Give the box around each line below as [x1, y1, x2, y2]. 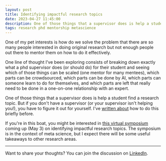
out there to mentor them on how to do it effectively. [5, 50, 111, 56]
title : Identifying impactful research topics [5, 12, 103, 17]
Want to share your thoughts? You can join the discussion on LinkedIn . [5, 150, 148, 156]
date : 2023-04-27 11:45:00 [5, 16, 61, 21]
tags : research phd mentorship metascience [5, 26, 96, 31]
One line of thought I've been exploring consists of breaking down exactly [5, 59, 156, 65]
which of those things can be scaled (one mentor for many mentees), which [5, 70, 160, 76]
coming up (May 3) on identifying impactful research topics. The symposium [5, 125, 161, 131]
